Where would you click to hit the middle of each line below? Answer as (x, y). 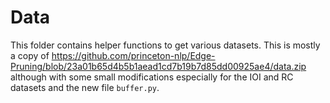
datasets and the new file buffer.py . (85, 87)
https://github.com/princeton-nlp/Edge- (133, 55)
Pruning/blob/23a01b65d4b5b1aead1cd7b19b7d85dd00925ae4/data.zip (158, 66)
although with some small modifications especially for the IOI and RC (152, 77)
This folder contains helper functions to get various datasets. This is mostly (165, 45)
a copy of (30, 55)
